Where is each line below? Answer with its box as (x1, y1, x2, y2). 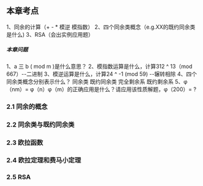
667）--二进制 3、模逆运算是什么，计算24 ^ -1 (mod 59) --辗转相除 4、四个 (6, 70, 197, 78)
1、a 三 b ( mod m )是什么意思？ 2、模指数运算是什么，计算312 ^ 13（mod (6, 62, 193, 70)
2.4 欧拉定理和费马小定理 (6, 156, 82, 165)
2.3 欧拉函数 (6, 138, 44, 147)
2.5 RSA (6, 173, 31, 182)
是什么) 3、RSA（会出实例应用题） (6, 31, 94, 38)
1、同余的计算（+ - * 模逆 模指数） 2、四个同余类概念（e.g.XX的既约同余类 (6, 23, 196, 31)
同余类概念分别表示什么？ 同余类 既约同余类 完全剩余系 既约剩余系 (6, 78, 174, 85)
